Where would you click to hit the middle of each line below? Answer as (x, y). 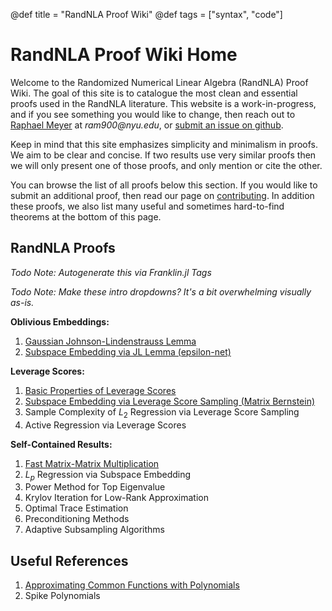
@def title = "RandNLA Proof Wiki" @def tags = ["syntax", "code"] (146, 14)
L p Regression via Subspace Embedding (108, 475)
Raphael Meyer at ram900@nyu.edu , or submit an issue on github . (147, 125)
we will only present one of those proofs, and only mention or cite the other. (166, 165)
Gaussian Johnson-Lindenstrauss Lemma (110, 341)
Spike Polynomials (62, 596)
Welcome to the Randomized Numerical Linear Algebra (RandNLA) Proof (159, 82)
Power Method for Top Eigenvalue (95, 487)
